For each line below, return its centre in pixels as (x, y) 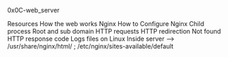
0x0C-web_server (33, 10)
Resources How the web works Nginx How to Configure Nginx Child (106, 24)
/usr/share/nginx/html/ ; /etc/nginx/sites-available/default (90, 46)
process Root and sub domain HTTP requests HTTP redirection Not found (114, 31)
